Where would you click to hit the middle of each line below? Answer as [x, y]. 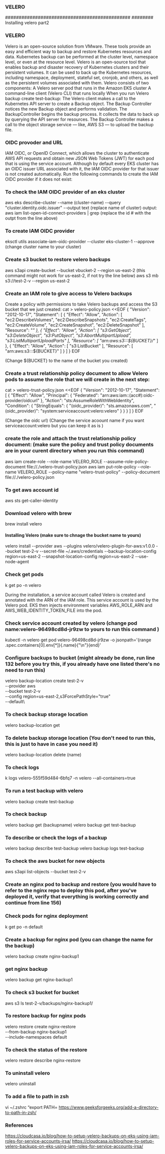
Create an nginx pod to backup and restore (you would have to [81, 884]
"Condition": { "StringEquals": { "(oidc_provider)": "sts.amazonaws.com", [79, 406]
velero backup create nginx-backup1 [42, 956]
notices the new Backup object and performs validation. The [66, 109]
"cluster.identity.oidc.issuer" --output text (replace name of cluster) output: [81, 208]
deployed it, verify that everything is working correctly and [77, 897]
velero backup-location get [32, 725]
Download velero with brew [39, 513]
